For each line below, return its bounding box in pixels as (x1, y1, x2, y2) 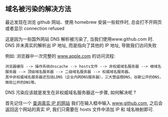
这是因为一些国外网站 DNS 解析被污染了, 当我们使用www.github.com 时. (5, 36, 154, 42)
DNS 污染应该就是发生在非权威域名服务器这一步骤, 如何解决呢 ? (5, 89, 136, 95)
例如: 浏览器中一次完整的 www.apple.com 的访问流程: (5, 53, 115, 59)
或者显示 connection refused (5, 25, 65, 31)
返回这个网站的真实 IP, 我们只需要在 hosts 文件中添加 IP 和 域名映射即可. (5, 106, 154, 112)
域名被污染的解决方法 (5, 5, 71, 14)
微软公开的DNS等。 (5, 80, 39, 85)
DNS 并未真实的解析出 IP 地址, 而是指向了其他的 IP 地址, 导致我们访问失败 (5, 42, 157, 48)
